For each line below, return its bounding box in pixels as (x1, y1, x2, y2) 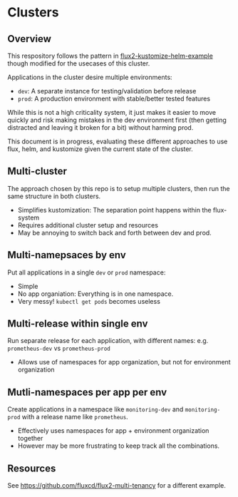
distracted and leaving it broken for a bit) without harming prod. (7, 123, 194, 132)
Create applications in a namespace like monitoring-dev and (7, 405, 184, 414)
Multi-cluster (7, 165, 68, 178)
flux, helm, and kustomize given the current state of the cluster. (7, 145, 194, 153)
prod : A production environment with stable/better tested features (17, 94, 211, 103)
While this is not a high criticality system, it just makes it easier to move (7, 108, 216, 116)
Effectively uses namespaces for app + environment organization (17, 426, 209, 435)
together (17, 434, 43, 443)
